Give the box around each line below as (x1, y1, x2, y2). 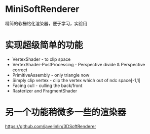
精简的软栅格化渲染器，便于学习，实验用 (5, 20, 87, 26)
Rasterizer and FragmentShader (12, 88, 77, 93)
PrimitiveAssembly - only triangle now (12, 72, 90, 78)
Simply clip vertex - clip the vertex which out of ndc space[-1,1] (12, 77, 141, 83)
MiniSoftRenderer (5, 3, 79, 15)
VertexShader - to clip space (12, 56, 71, 62)
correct (12, 67, 28, 73)
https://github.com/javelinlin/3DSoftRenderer (5, 123, 96, 129)
